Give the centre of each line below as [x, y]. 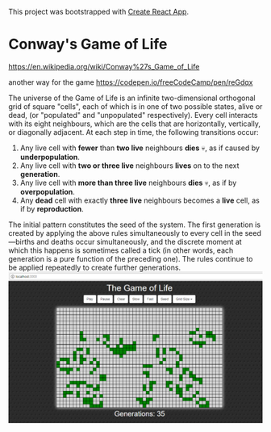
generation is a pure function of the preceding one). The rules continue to [131, 258]
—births [21, 241]
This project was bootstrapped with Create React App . [99, 12]
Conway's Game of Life [88, 44]
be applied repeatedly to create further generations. [95, 267]
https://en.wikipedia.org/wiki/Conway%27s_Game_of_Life [104, 66]
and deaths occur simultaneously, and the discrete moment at [139, 241]
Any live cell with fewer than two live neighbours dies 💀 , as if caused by [140, 148]
